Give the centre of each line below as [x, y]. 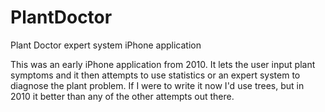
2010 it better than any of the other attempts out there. [122, 96]
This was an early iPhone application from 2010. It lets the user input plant [163, 64]
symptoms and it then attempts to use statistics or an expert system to [155, 75]
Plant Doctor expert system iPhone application [106, 45]
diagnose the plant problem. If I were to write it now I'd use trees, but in [157, 85]
